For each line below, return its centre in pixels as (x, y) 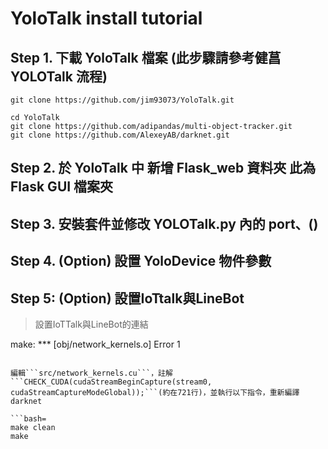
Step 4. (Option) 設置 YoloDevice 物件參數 (141, 261)
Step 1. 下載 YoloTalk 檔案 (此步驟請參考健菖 (146, 57)
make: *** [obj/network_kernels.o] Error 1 (95, 344)
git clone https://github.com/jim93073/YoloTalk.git (122, 100)
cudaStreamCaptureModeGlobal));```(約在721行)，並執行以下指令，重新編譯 (155, 392)
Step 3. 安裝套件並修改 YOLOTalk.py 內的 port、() (164, 223)
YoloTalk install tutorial (106, 18)
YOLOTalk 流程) (59, 76)
